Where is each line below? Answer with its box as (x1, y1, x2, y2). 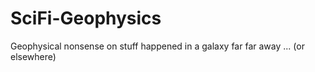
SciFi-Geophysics (10, 7, 162, 30)
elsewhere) (10, 50, 57, 62)
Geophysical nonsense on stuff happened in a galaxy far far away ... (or (10, 40, 305, 52)
